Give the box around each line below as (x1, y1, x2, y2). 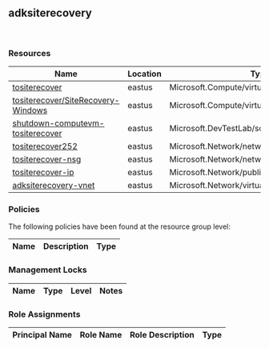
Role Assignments (8, 308, 81, 319)
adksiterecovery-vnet (12, 180, 95, 191)
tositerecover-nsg (12, 154, 82, 165)
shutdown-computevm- (12, 118, 105, 129)
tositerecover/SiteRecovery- (12, 95, 120, 106)
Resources (8, 47, 51, 58)
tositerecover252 (12, 141, 78, 152)
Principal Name (12, 330, 72, 340)
